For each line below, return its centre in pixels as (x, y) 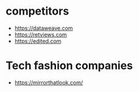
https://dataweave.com (44, 28)
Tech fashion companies (69, 66)
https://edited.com (38, 41)
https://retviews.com (41, 34)
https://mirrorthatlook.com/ (49, 82)
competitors (37, 11)
